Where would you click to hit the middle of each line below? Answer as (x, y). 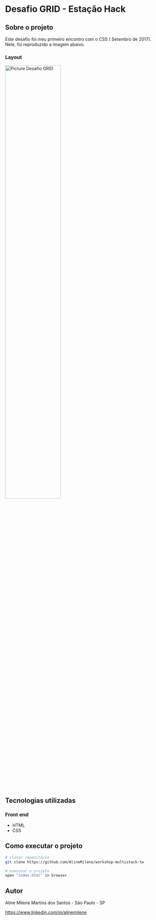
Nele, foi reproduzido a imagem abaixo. (45, 44)
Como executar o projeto (44, 846)
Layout (14, 57)
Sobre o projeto (29, 27)
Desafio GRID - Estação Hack (65, 9)
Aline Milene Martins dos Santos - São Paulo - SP (55, 903)
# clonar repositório (27, 857)
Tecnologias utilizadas (40, 800)
